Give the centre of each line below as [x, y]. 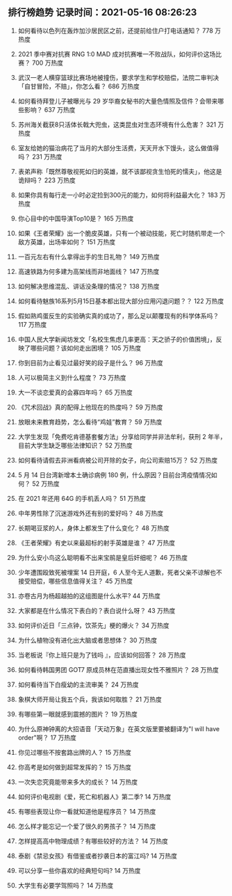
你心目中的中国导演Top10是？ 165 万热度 [76, 218]
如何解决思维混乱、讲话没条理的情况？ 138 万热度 [89, 286]
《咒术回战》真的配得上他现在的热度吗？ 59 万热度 [90, 407]
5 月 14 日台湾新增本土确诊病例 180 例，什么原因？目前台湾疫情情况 [114, 474]
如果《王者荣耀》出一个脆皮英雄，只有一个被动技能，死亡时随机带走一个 [121, 233]
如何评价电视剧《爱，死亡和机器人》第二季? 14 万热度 [94, 797]
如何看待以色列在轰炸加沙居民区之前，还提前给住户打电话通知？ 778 [116, 31]
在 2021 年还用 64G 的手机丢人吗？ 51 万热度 [82, 498]
